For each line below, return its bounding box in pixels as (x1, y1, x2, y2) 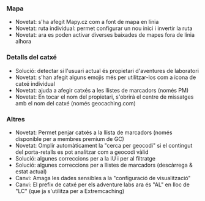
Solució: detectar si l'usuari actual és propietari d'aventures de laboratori (15, 67, 199, 74)
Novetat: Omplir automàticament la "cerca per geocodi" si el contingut (15, 142, 193, 149)
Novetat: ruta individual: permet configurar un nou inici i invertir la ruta (15, 25, 193, 32)
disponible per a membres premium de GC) (15, 135, 124, 142)
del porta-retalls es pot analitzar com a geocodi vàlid (15, 148, 149, 156)
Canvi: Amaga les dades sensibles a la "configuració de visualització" (15, 174, 191, 181)
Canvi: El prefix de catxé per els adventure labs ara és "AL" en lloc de (15, 181, 190, 188)
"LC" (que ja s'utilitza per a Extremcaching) (15, 187, 125, 194)
